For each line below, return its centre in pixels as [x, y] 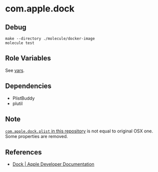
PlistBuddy [23, 98]
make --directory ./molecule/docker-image [50, 38]
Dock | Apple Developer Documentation [53, 164]
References [23, 152]
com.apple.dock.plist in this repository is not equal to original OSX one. [79, 131]
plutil [17, 103]
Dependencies [28, 86]
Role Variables [28, 58]
